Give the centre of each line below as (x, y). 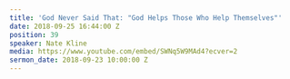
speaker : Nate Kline (49, 43)
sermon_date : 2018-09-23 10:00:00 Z (79, 60)
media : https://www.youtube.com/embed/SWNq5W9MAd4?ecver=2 (124, 52)
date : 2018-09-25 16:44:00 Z (65, 26)
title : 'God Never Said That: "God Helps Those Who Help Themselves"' (146, 18)
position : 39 (34, 35)
